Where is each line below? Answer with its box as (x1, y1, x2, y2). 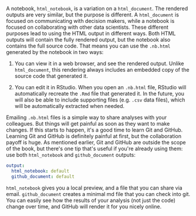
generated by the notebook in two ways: (6, 49, 104, 55)
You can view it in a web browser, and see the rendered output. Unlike (14, 60, 184, 67)
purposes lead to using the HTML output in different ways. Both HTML (6, 30, 176, 37)
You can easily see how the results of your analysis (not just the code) (6, 197, 176, 204)
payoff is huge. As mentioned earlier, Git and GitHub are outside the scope (6, 139, 186, 146)
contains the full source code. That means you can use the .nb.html (6, 42, 171, 49)
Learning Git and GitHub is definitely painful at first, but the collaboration (6, 133, 182, 140)
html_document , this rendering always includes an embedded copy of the (14, 66, 190, 73)
